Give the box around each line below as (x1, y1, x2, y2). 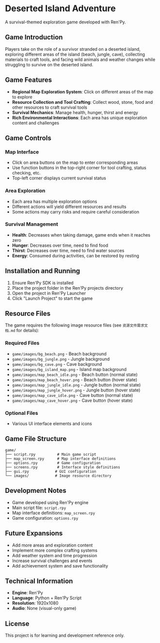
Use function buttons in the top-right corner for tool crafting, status (12, 165, 146, 171)
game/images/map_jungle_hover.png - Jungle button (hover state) (12, 387, 141, 393)
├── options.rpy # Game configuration (5, 460, 101, 466)
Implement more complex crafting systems (12, 547, 98, 553)
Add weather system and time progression (12, 552, 97, 558)
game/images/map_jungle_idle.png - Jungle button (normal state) (12, 382, 141, 388)
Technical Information (5, 577, 73, 585)
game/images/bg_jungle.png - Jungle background (12, 356, 110, 362)
